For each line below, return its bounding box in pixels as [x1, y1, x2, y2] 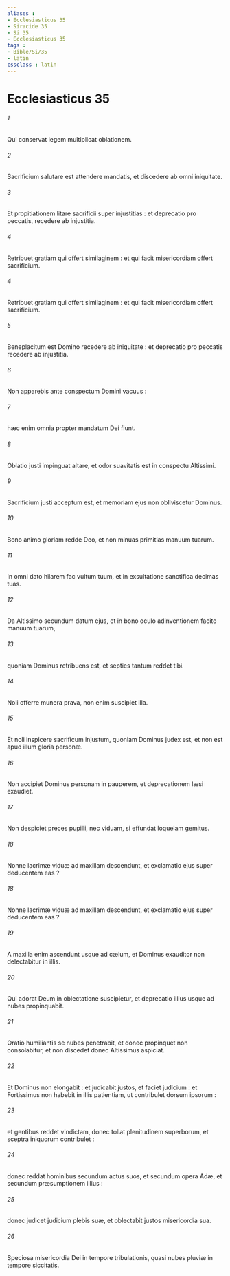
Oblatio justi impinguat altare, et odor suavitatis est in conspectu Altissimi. [7, 461, 216, 469]
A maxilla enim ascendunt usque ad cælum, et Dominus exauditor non [7, 950, 205, 959]
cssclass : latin [7, 61, 57, 68]
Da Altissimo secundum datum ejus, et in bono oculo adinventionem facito [7, 617, 217, 625]
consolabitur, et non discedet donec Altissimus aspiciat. [7, 1046, 165, 1054]
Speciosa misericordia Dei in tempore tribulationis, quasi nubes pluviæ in [7, 1253, 213, 1262]
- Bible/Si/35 [7, 49, 48, 56]
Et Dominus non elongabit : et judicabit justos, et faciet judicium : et [7, 1083, 198, 1092]
